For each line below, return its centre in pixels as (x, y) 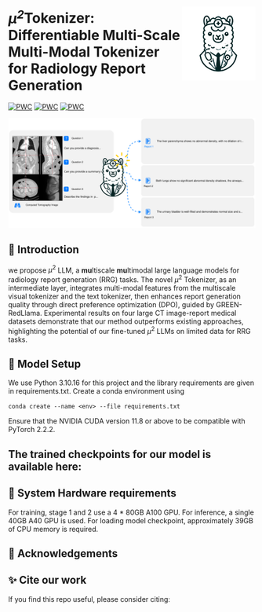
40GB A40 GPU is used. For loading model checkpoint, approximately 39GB (131, 520)
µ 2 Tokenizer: (52, 17)
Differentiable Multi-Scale (94, 35)
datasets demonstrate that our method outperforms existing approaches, (126, 321)
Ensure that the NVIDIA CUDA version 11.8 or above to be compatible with (127, 421)
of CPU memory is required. (53, 529)
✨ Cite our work (47, 580)
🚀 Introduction (44, 250)
